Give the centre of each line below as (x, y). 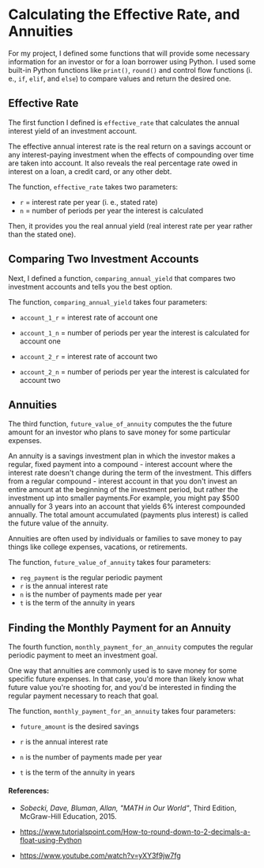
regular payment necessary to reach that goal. (84, 696)
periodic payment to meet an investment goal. (83, 655)
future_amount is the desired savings (79, 726)
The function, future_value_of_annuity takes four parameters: (109, 563)
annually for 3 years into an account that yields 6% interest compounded (127, 506)
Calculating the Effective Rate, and (124, 15)
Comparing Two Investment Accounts (104, 259)
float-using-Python (51, 840)
